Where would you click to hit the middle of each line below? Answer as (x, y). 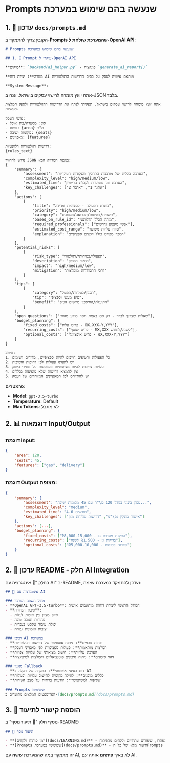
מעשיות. (12, 109)
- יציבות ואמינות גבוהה (29, 629)
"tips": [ (25, 284)
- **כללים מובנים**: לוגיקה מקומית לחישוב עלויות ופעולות (54, 675)
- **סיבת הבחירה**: (24, 610)
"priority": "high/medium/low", (66, 211)
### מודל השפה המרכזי (25, 601)
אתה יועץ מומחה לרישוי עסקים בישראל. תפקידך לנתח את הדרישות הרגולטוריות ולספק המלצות (83, 104)
